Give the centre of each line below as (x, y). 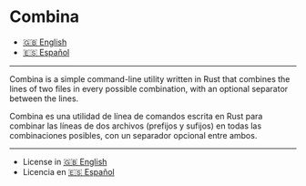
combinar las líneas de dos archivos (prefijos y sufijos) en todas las (136, 126)
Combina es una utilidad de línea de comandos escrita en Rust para (136, 116)
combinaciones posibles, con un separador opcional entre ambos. (133, 135)
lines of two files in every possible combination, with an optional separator (149, 88)
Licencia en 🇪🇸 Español (69, 171)
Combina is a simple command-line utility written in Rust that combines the (150, 78)
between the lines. (44, 98)
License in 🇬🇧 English (65, 161)
